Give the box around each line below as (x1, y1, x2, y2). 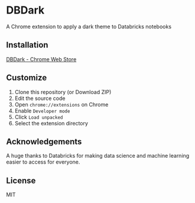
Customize (6, 73, 47, 83)
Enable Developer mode (14, 107, 70, 114)
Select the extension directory (14, 119, 89, 127)
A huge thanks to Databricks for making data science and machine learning (6, 152, 190, 159)
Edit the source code (14, 95, 66, 102)
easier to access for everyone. (6, 158, 80, 165)
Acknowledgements (6, 137, 82, 147)
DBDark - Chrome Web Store (6, 55, 77, 62)
